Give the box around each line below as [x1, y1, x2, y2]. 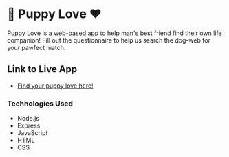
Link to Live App [7, 63, 78, 75]
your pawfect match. [7, 43, 66, 51]
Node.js [17, 114, 40, 123]
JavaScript [17, 129, 48, 137]
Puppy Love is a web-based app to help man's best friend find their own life [7, 29, 222, 37]
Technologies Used [7, 99, 74, 108]
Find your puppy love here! [17, 82, 94, 90]
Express [17, 121, 41, 130]
